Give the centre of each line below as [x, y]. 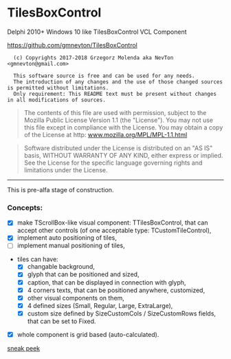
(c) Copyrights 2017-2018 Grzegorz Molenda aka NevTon [93, 58]
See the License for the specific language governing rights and [113, 163]
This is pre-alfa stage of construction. [60, 189]
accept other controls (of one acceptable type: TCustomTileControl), [114, 230]
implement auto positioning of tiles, [67, 238]
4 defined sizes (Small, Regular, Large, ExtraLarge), [100, 305]
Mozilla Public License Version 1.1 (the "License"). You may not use [119, 120]
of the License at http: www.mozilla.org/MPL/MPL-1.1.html [106, 134]
